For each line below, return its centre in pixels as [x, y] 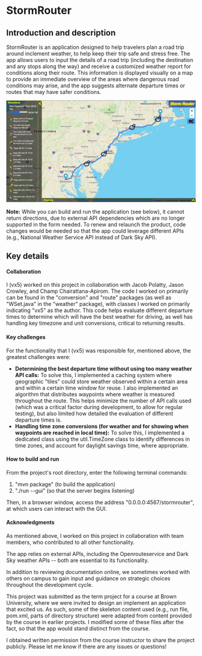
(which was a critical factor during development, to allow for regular [99, 407]
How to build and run [33, 459]
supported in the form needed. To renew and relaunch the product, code [96, 224]
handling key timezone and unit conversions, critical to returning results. [96, 323]
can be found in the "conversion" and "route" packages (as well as [89, 298]
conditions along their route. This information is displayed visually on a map [100, 73]
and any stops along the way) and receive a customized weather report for [99, 66]
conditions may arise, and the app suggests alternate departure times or [96, 86]
